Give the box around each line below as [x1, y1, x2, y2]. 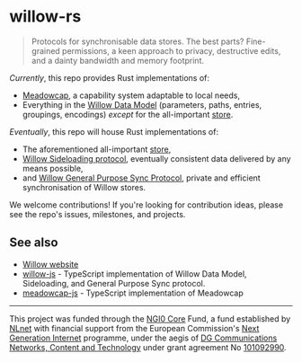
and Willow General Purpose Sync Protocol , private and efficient [22, 172, 261, 183]
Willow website [22, 259, 79, 269]
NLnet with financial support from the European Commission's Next [9, 322, 260, 333]
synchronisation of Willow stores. [22, 181, 147, 192]
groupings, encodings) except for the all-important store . [22, 109, 234, 119]
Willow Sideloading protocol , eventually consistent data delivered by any [22, 153, 291, 163]
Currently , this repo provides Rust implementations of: [9, 72, 209, 83]
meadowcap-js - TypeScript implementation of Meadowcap [22, 287, 244, 298]
